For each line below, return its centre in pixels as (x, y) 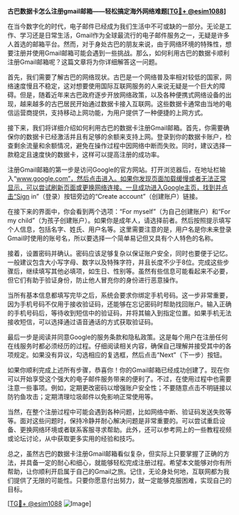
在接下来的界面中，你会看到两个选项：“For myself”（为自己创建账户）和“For (119, 212)
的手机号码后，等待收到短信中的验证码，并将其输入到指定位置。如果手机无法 (119, 313)
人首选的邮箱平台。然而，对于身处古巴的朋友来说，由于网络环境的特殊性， (116, 44)
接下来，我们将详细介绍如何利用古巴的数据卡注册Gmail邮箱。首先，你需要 (116, 128)
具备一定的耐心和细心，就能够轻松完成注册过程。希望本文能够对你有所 (129, 463)
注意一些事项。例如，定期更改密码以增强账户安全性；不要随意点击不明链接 (116, 388)
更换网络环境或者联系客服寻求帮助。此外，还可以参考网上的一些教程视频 (126, 430)
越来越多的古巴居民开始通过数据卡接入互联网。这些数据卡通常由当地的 (122, 104)
